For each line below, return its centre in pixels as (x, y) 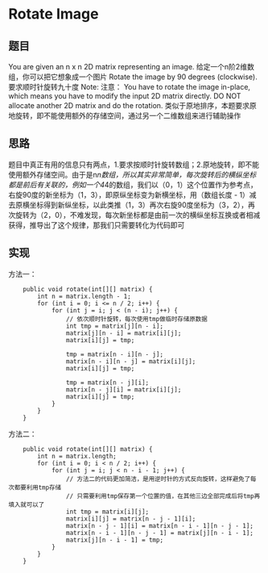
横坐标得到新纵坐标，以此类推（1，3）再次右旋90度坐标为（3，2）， (135, 205)
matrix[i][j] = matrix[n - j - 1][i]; (131, 519)
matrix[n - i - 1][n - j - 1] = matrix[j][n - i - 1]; (159, 533)
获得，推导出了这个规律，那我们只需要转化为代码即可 (97, 225)
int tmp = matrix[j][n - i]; (114, 326)
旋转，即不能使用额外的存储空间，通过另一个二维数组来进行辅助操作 (128, 115)
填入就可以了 (27, 504)
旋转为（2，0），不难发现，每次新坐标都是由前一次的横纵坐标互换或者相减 (138, 215)
